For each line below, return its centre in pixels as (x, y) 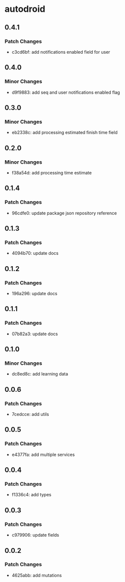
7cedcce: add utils (30, 414)
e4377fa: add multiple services (43, 454)
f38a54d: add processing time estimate (52, 172)
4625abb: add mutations (37, 575)
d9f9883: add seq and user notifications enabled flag (66, 92)
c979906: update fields (35, 535)
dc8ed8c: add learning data (40, 374)
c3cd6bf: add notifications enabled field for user (61, 52)
